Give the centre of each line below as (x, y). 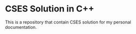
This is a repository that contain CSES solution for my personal (68, 22)
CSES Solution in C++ (50, 9)
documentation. (21, 27)
